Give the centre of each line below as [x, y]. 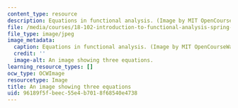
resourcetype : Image [38, 80]
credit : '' [30, 54]
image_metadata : [31, 40]
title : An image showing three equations [69, 87]
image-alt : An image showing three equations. [84, 60]
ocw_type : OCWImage [36, 73]
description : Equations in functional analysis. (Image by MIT [103, 21]
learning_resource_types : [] [50, 67]
